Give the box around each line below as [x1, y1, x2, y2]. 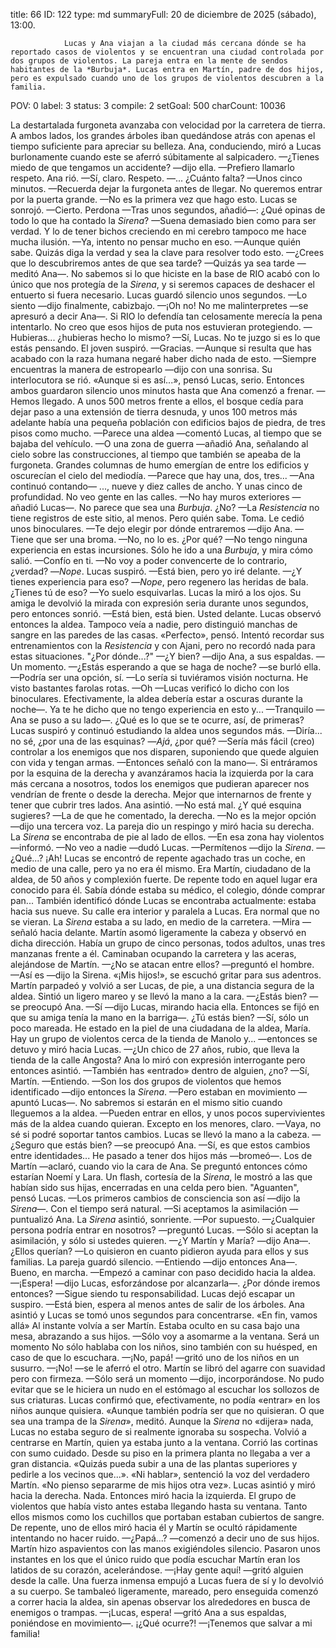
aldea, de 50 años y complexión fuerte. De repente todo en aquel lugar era [10, 874, 318, 885]
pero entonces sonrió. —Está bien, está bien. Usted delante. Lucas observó [10, 608, 322, 619]
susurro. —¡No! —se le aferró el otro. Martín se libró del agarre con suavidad [10, 1362, 326, 1374]
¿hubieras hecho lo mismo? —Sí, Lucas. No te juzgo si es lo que [57, 332, 321, 343]
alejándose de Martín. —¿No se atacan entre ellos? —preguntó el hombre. [10, 959, 315, 970]
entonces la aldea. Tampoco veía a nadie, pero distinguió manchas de [10, 619, 298, 630]
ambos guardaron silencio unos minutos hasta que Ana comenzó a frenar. [10, 385, 315, 396]
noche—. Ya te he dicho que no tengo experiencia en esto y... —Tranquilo [10, 704, 314, 715]
